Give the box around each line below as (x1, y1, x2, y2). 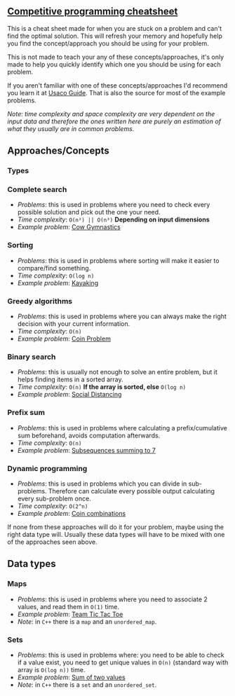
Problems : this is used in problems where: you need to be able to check (17, 650, 224, 659)
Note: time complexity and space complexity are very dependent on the (7, 109, 215, 118)
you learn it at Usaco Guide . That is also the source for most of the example (7, 88, 226, 97)
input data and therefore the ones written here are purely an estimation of (7, 117, 222, 125)
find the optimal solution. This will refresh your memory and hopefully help (7, 32, 222, 40)
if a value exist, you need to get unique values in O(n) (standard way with (17, 658, 229, 667)
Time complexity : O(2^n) (17, 501, 88, 510)
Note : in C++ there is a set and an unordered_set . (17, 680, 157, 689)
